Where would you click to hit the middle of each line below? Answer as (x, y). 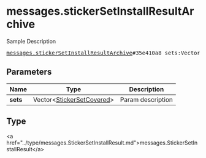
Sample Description (31, 41)
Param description (146, 99)
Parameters (29, 72)
